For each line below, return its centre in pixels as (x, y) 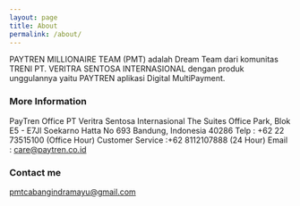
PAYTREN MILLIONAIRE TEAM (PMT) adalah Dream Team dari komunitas (144, 60)
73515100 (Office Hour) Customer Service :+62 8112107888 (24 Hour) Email (149, 140)
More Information (48, 102)
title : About (34, 26)
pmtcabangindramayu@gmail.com (73, 192)
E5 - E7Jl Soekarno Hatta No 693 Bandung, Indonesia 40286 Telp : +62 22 (147, 130)
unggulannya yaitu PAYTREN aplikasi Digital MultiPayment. (117, 78)
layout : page (34, 17)
